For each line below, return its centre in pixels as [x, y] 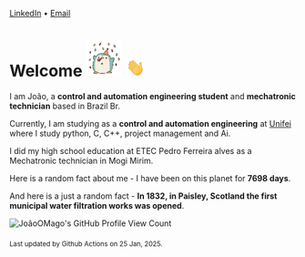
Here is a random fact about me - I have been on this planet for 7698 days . [150, 178]
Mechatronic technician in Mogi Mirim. [81, 160]
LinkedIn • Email [40, 13]
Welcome [46, 71]
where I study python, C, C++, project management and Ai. [120, 133]
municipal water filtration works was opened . [97, 205]
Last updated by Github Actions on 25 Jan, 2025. [86, 244]
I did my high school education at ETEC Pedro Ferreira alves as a [131, 150]
